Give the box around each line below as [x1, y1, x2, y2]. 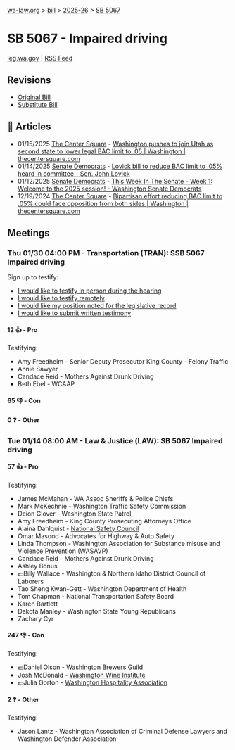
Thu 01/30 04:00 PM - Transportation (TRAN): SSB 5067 [7, 248, 205, 258]
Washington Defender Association [17, 735, 117, 743]
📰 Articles [7, 121, 51, 133]
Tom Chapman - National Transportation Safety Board [17, 592, 174, 600]
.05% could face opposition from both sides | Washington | [17, 199, 189, 208]
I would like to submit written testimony [17, 309, 132, 317]
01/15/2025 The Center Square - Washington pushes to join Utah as [17, 139, 214, 148]
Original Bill [17, 93, 51, 101]
